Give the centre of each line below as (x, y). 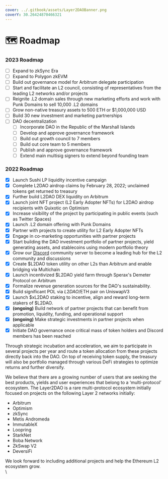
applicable (23, 325)
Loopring (22, 430)
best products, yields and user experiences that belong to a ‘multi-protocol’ (83, 383)
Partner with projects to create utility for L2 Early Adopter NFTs (78, 230)
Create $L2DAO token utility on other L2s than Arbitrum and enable (82, 263)
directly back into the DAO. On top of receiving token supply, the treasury (81, 357)
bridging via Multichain (36, 269)
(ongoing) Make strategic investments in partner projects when (78, 320)
